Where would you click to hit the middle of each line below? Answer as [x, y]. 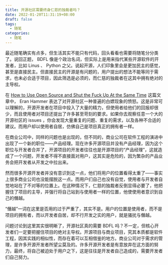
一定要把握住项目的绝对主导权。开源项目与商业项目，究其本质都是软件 [90, 232]
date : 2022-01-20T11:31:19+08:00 [40, 15]
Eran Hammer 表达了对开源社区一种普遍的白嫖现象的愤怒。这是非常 [89, 101]
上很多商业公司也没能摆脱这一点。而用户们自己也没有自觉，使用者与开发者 [82, 179]
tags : [11, 24]
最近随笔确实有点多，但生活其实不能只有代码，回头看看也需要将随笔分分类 [82, 53]
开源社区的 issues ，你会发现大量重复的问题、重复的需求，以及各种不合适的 [83, 120]
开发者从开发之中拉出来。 [44, 162]
